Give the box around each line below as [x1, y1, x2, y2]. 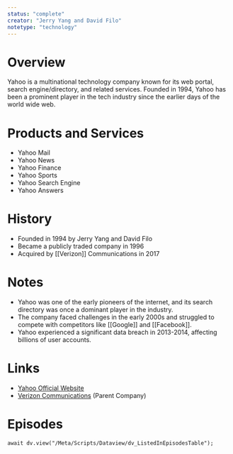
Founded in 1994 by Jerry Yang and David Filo [17, 235, 153, 243]
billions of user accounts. [17, 336, 92, 344]
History [7, 211, 52, 227]
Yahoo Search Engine [17, 179, 81, 187]
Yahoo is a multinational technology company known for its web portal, [7, 77, 215, 86]
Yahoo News [17, 156, 55, 165]
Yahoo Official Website [17, 384, 84, 392]
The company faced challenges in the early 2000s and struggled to [17, 313, 215, 321]
